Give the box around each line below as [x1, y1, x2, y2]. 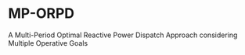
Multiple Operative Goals [8, 38, 88, 47]
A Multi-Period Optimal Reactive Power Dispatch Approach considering [8, 30, 238, 40]
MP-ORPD [8, 5, 75, 22]
